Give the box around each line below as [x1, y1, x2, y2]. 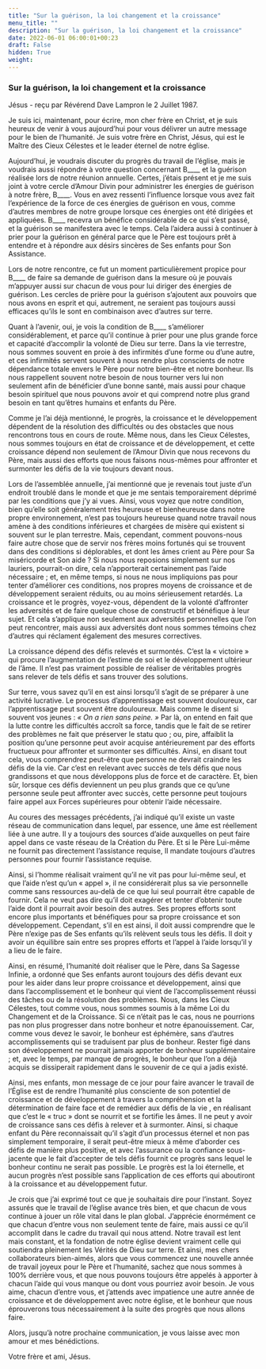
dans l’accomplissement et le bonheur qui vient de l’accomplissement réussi [8, 986, 256, 997]
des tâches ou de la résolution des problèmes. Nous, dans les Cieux [8, 995, 230, 1005]
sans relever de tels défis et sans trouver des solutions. [8, 672, 188, 681]
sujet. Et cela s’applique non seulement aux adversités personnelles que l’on [8, 615, 257, 624]
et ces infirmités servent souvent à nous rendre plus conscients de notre [8, 356, 245, 365]
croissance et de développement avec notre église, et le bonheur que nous [8, 1296, 253, 1305]
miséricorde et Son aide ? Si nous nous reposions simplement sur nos [8, 555, 236, 565]
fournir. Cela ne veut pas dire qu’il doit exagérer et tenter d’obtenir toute [8, 895, 243, 905]
